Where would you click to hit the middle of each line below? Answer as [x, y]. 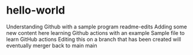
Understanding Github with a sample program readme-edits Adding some [96, 27]
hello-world [36, 10]
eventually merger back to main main [52, 46]
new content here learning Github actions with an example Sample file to [96, 33]
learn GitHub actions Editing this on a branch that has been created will [94, 39]
